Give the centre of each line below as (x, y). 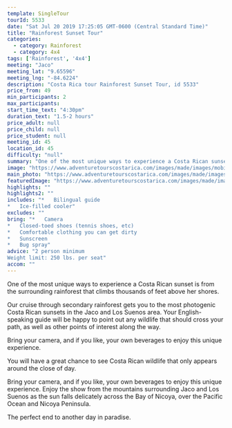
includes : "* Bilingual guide (54, 200)
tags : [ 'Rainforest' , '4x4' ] (49, 59)
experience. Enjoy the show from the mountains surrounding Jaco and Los (113, 389)
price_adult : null (33, 123)
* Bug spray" (29, 245)
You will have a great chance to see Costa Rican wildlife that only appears (112, 361)
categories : (24, 39)
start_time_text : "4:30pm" (46, 110)
